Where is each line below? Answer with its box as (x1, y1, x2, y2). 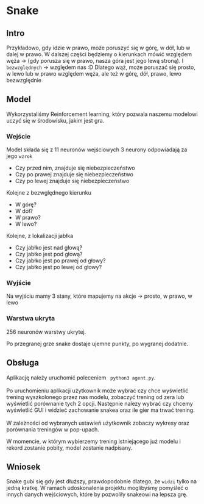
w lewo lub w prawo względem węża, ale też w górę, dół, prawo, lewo (6, 70, 181, 77)
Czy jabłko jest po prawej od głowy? (15, 257, 106, 264)
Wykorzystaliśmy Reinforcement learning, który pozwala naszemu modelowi (6, 110, 198, 118)
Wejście (6, 132, 31, 140)
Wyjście (6, 279, 32, 287)
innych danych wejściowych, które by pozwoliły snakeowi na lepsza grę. (6, 491, 188, 498)
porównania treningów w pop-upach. (6, 425, 99, 433)
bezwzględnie (6, 77, 41, 84)
